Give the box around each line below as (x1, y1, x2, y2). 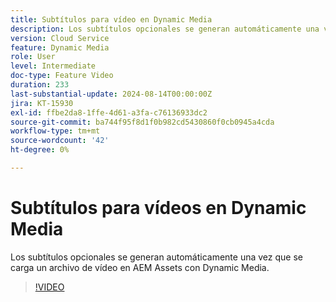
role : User (10, 52, 56, 62)
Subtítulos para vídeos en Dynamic (10, 197, 307, 220)
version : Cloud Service (10, 33, 110, 43)
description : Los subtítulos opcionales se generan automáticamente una (10, 24, 320, 34)
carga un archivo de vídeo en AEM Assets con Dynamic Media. (10, 261, 270, 273)
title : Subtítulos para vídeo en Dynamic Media (10, 14, 213, 25)
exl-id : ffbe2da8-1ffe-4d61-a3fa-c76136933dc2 (10, 107, 208, 118)
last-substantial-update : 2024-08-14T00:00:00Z (10, 89, 213, 99)
